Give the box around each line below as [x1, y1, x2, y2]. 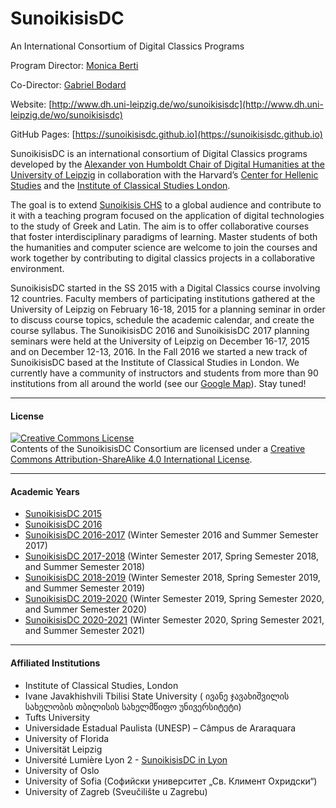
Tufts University [24, 711, 91, 723]
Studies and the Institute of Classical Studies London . [10, 179, 231, 191]
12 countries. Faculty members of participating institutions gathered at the [10, 292, 316, 304]
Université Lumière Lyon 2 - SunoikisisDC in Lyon [24, 753, 228, 766]
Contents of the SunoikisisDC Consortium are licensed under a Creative [10, 443, 306, 455]
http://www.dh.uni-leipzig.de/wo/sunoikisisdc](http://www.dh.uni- [51, 98, 324, 110]
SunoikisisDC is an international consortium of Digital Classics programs [10, 147, 308, 159]
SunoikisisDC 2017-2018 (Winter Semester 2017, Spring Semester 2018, [24, 550, 319, 562]
